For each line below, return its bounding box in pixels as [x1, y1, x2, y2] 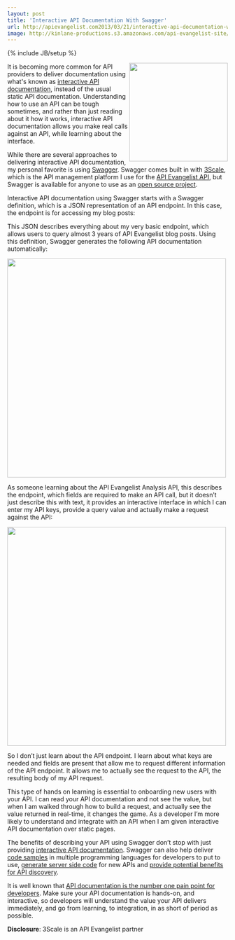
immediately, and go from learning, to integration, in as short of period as [7, 904, 218, 913]
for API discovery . [7, 868, 59, 876]
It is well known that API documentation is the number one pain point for [7, 882, 215, 890]
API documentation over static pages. [7, 824, 115, 834]
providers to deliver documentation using [7, 70, 126, 78]
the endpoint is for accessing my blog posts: [7, 209, 136, 217]
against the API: [7, 513, 53, 522]
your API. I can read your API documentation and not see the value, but [7, 795, 212, 803]
